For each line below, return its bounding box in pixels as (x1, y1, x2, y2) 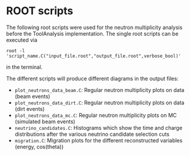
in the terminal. (6, 63, 43, 71)
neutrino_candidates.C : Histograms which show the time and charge (14, 124, 182, 131)
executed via (6, 36, 37, 43)
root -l (6, 47, 25, 54)
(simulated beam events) (14, 117, 76, 125)
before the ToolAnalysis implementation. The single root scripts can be (6, 30, 179, 37)
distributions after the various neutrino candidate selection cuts (14, 130, 170, 138)
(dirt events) (14, 105, 45, 112)
